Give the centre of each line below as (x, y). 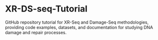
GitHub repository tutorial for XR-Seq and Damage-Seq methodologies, (77, 22)
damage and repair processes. (36, 32)
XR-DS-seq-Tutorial (46, 9)
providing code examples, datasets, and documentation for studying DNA (79, 27)
